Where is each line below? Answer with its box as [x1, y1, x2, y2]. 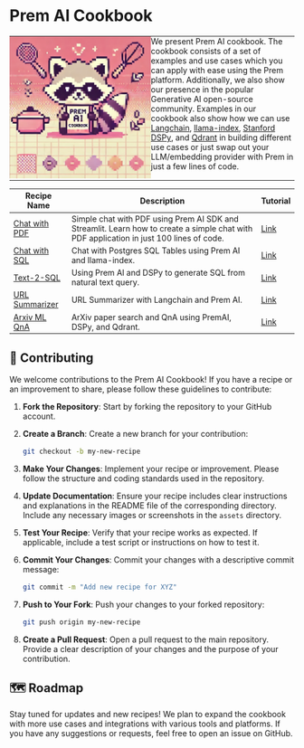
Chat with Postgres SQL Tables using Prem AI [71, 245, 241, 256]
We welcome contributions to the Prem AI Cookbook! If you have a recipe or [9, 374, 293, 384]
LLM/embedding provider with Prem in [150, 151, 294, 162]
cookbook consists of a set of [150, 45, 261, 56]
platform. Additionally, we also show [150, 74, 285, 85]
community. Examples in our [150, 103, 256, 114]
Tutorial [261, 195, 291, 206]
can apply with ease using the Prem [150, 64, 283, 75]
